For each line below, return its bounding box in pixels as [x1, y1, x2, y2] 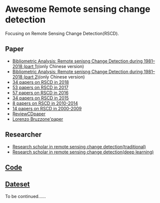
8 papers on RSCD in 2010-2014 [12, 100, 78, 106]
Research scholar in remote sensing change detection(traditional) [12, 143, 146, 149]
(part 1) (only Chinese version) [23, 63, 84, 69]
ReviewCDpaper [12, 111, 46, 117]
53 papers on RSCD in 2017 [12, 84, 69, 90]
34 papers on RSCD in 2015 [12, 95, 69, 101]
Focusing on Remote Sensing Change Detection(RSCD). [5, 30, 119, 36]
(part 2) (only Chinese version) [23, 73, 85, 80]
